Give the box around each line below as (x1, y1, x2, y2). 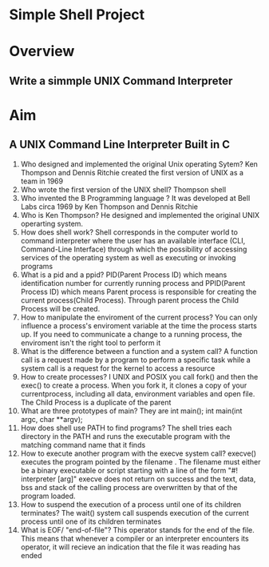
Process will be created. (20, 304, 101, 313)
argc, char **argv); (20, 414, 83, 424)
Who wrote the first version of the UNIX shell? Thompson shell (20, 184, 227, 194)
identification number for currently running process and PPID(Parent (20, 278, 246, 288)
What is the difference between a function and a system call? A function (20, 346, 259, 356)
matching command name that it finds (20, 440, 146, 449)
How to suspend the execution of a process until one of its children (20, 499, 242, 509)
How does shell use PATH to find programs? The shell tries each (20, 423, 232, 432)
